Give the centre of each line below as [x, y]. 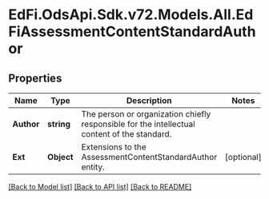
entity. [93, 167]
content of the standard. [126, 134]
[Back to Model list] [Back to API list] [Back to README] [100, 187]
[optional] [243, 157]
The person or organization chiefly [146, 114]
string [59, 124]
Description [149, 100]
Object [60, 157]
